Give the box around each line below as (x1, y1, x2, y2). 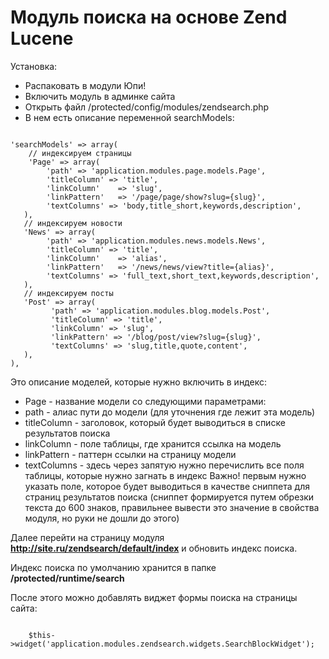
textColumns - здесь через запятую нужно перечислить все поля (24, 459, 305, 471)
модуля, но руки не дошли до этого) (24, 512, 180, 524)
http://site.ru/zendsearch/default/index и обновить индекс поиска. (10, 542, 298, 554)
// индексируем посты (23, 288, 114, 298)
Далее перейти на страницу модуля (10, 531, 165, 543)
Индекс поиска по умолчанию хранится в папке (10, 561, 217, 573)
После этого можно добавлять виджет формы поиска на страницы (10, 591, 298, 603)
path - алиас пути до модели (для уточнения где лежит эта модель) (24, 406, 316, 418)
